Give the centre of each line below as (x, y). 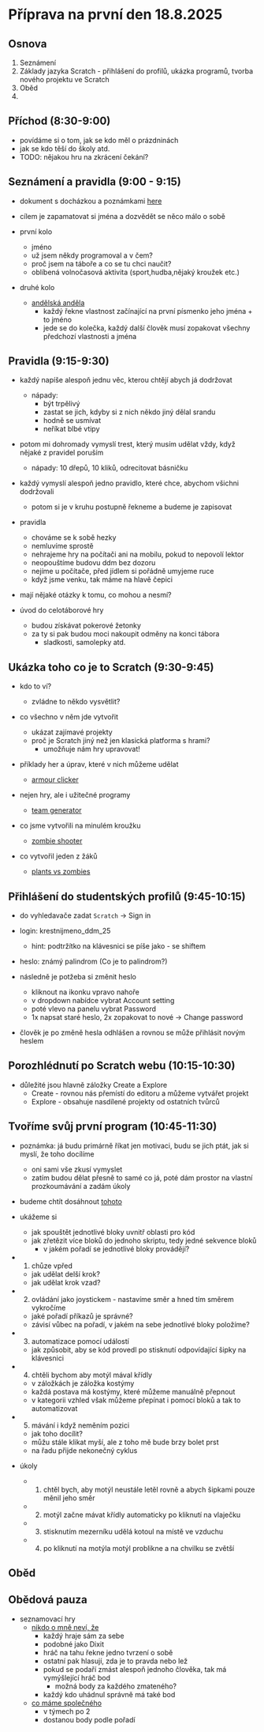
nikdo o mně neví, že (65, 1627)
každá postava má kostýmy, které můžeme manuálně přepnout (133, 1391)
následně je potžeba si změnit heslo (78, 977)
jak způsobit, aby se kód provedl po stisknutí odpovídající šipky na (139, 1349)
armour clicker (55, 779)
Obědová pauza (48, 1600)
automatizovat (54, 1408)
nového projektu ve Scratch (65, 79)
